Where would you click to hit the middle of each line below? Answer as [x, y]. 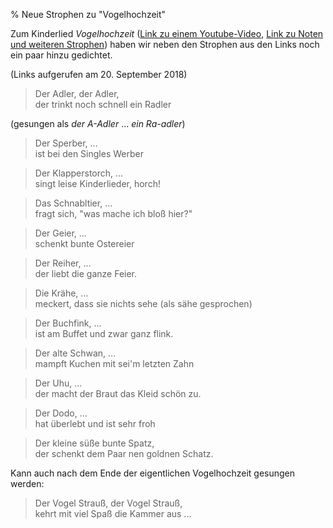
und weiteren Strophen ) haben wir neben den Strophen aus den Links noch [165, 44]
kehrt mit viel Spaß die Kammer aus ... [113, 513]
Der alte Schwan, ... [75, 353]
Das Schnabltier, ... [73, 203]
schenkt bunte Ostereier [84, 243]
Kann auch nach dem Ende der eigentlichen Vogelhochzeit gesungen [152, 473]
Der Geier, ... [60, 233]
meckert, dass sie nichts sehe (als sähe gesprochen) [143, 303]
